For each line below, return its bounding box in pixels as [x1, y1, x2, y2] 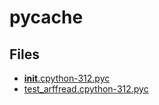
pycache [9, 6, 84, 29]
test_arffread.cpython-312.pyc [23, 83, 149, 95]
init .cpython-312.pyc [23, 72, 111, 84]
